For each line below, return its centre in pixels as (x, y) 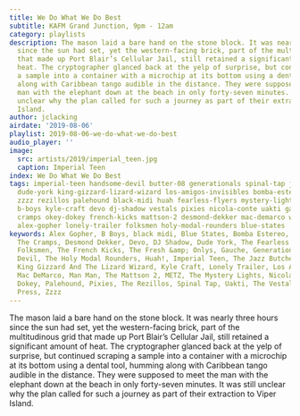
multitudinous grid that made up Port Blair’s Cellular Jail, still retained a (139, 336)
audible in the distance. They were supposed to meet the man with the (139, 374)
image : (21, 150)
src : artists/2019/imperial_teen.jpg (87, 159)
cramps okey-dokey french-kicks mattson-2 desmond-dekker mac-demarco (151, 217)
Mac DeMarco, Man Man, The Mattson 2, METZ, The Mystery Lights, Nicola (155, 276)
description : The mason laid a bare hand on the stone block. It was (142, 42)
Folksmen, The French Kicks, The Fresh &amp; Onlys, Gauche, (133, 250)
